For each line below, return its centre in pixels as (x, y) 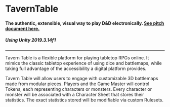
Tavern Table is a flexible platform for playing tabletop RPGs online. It (77, 58)
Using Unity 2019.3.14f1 (31, 40)
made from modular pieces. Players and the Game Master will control (77, 84)
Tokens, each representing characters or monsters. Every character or (79, 89)
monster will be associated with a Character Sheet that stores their (75, 94)
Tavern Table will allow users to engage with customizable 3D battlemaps (82, 78)
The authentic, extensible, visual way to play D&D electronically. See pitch (85, 23)
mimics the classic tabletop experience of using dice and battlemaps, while (83, 63)
